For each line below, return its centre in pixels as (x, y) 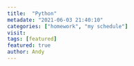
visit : (17, 33)
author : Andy (26, 52)
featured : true (29, 45)
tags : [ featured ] (32, 39)
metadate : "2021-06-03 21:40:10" (55, 20)
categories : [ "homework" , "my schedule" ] (68, 26)
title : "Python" (32, 13)
